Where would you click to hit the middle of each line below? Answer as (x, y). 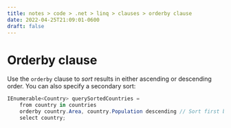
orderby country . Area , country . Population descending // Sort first (120, 112)
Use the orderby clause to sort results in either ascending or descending (109, 79)
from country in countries (58, 105)
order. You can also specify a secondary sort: (71, 86)
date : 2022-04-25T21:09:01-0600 (53, 20)
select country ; (43, 118)
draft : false (26, 26)
